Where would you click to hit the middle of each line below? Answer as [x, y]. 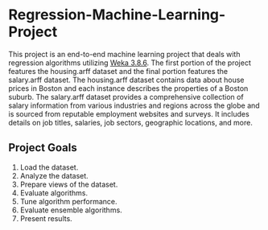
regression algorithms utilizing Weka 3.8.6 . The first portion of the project [130, 63]
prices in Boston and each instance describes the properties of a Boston [128, 88]
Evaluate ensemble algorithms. [71, 210]
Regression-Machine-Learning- [117, 15]
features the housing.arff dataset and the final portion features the [118, 71]
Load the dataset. [49, 167]
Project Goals [43, 148]
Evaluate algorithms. [54, 193]
